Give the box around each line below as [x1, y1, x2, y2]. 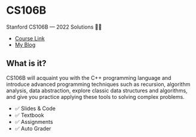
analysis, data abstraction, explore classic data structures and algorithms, [6, 87, 188, 94]
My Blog [14, 41, 36, 48]
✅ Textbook [14, 111, 44, 119]
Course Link [14, 35, 45, 42]
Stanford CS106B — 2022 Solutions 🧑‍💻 [6, 23, 102, 30]
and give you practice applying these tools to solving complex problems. [6, 93, 185, 100]
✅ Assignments [14, 118, 53, 125]
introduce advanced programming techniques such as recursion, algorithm [6, 80, 191, 88]
